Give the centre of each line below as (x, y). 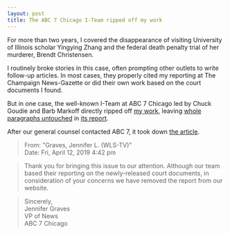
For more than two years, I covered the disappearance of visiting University (115, 39)
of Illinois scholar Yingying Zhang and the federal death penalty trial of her (113, 47)
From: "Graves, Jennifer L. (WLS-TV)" (78, 145)
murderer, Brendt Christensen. (51, 54)
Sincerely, (38, 201)
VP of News (41, 216)
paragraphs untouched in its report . (58, 118)
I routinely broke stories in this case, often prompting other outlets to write (113, 68)
